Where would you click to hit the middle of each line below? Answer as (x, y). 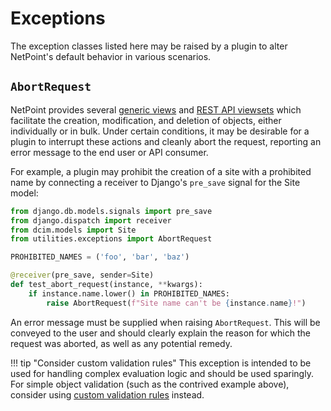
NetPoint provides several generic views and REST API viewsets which (156, 109)
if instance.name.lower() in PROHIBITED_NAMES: (129, 293)
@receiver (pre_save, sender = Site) (82, 275)
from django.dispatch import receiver (91, 220)
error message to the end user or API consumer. (109, 152)
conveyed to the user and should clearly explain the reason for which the (160, 333)
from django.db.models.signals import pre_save (111, 211)
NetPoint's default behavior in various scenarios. (111, 56)
